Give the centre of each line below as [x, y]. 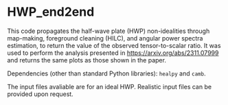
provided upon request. [40, 94]
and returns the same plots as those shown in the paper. [87, 60]
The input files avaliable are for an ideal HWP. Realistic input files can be [109, 86]
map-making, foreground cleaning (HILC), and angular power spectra [105, 38]
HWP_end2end [51, 12]
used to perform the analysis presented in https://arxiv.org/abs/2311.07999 [113, 53]
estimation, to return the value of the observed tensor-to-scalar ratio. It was [114, 45]
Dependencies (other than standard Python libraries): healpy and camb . [106, 73]
